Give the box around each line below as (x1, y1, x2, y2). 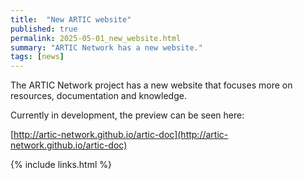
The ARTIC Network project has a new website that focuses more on (10, 79, 293, 91)
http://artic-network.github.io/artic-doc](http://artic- (13, 129, 229, 141)
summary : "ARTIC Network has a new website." (10, 42, 203, 53)
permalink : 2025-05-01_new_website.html (10, 33, 182, 43)
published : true (10, 24, 78, 34)
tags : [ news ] (10, 52, 65, 62)
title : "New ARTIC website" (10, 14, 132, 25)
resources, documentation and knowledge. (10, 90, 187, 102)
